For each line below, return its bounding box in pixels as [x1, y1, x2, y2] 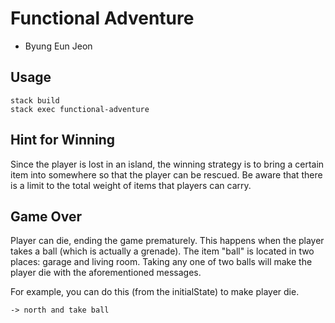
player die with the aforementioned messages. [10, 267, 202, 279]
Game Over [10, 208, 83, 225]
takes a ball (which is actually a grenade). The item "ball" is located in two [10, 245, 315, 257]
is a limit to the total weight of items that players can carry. [10, 179, 252, 191]
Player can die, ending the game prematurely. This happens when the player [10, 235, 325, 247]
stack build [10, 95, 60, 106]
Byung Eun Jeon [24, 40, 93, 52]
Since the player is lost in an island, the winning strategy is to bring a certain [10, 158, 325, 170]
